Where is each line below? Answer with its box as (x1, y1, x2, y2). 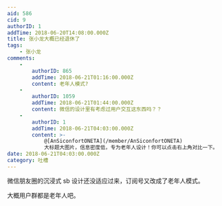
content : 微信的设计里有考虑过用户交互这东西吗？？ (32, 106, 162, 113)
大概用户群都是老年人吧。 (7, 191, 80, 199)
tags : (7, 42, 23, 49)
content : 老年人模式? (32, 80, 89, 87)
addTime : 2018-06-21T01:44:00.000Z (32, 100, 134, 106)
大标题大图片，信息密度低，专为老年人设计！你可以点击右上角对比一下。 (43, 144, 219, 151)
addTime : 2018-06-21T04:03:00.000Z (32, 125, 134, 132)
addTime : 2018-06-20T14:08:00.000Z (7, 29, 109, 36)
